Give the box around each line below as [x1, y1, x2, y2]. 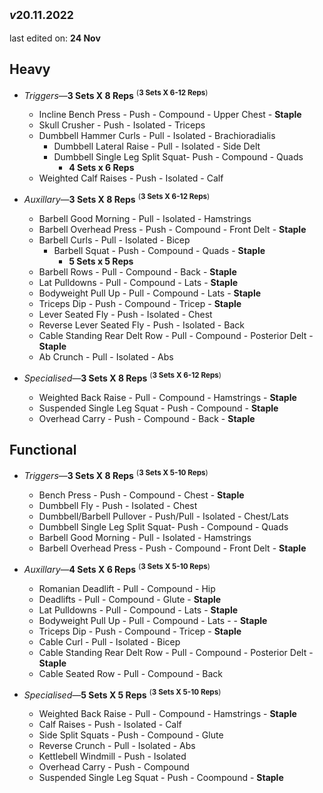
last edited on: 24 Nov [9, 32, 101, 44]
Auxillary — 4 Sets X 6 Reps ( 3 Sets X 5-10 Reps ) [23, 562, 211, 575]
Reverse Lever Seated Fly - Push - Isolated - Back [38, 319, 245, 331]
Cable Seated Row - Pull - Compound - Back [38, 667, 224, 679]
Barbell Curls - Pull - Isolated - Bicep [38, 234, 191, 246]
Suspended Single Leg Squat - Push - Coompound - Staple [38, 772, 284, 784]
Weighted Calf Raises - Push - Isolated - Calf [38, 172, 224, 184]
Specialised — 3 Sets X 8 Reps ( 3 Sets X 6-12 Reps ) [23, 370, 222, 384]
